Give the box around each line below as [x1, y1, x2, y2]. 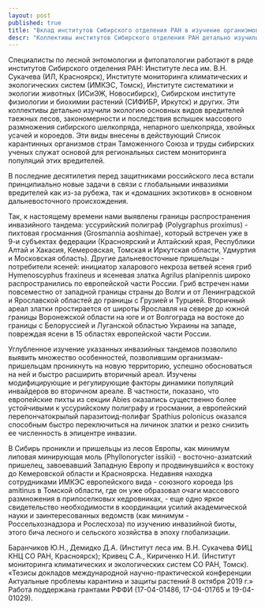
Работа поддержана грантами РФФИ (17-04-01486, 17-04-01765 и [8, 585, 230, 595]
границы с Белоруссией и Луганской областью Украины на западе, [8, 321, 237, 330]
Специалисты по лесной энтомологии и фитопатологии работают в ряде [8, 55, 254, 65]
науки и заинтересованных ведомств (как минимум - [8, 511, 189, 521]
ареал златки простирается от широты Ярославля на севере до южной [8, 304, 250, 314]
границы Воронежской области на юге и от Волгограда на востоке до [8, 313, 244, 322]
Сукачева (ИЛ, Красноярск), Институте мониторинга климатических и [8, 72, 248, 81]
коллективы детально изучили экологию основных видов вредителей [8, 106, 244, 115]
